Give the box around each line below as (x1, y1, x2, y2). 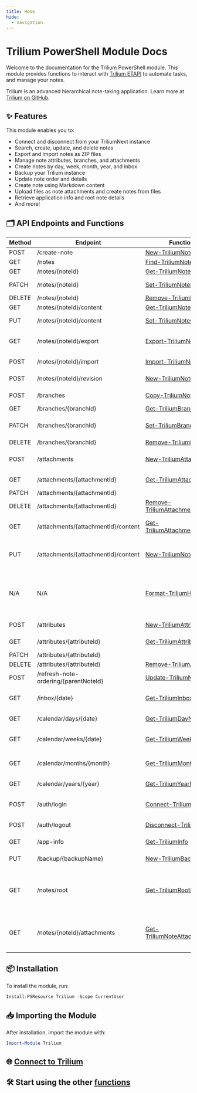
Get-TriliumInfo (145, 837, 189, 846)
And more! (14, 201, 40, 208)
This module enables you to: (6, 127, 74, 134)
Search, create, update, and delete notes (14, 144, 113, 151)
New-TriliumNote (145, 248, 194, 256)
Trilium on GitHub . (6, 94, 50, 101)
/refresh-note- (37, 670, 79, 678)
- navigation (11, 19, 43, 25)
